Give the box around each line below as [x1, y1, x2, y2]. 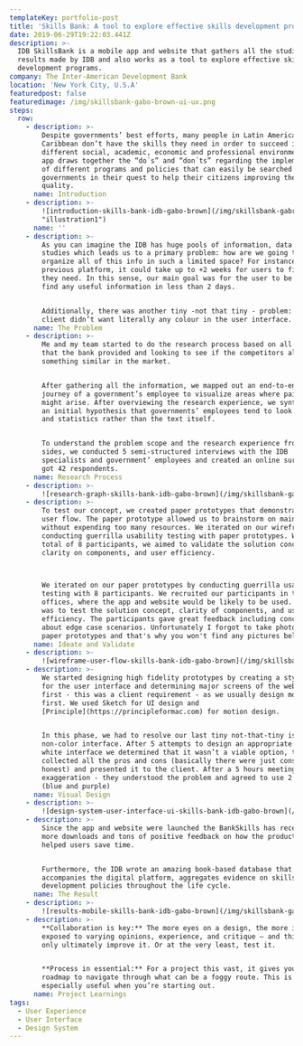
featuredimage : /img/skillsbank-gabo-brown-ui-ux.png [9, 97, 216, 107]
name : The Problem [32, 323, 103, 333]
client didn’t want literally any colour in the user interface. [41, 315, 293, 324]
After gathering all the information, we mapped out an [41, 381, 256, 390]
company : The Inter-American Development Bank [9, 72, 188, 81]
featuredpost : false [9, 89, 87, 98]
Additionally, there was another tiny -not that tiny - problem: [41, 306, 293, 316]
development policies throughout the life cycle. [41, 881, 232, 891]
